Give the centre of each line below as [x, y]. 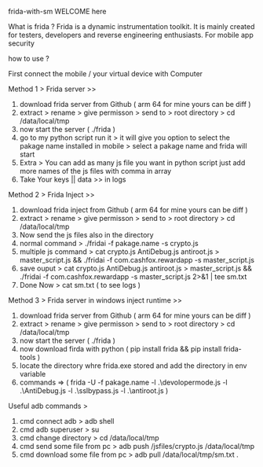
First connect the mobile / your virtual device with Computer [105, 74]
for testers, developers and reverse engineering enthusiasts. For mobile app [131, 35]
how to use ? [29, 59]
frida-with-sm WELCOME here [57, 11]
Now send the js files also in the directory [87, 235]
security [22, 43]
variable [33, 374]
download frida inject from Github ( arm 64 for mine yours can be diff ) [134, 210]
